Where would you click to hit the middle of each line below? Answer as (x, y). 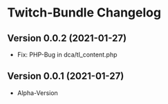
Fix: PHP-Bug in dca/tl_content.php (67, 54)
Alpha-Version (38, 93)
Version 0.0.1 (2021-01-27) (66, 76)
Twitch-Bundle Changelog (84, 13)
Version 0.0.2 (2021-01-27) (67, 38)
